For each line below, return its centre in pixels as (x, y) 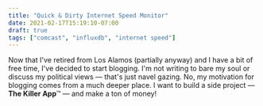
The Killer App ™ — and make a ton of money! (83, 94)
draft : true (28, 30)
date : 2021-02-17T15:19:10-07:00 (64, 23)
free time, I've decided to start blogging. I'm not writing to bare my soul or (129, 69)
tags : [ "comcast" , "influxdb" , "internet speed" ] (92, 38)
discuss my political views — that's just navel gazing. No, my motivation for (131, 77)
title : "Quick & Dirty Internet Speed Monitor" (89, 15)
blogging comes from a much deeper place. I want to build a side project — (132, 85)
